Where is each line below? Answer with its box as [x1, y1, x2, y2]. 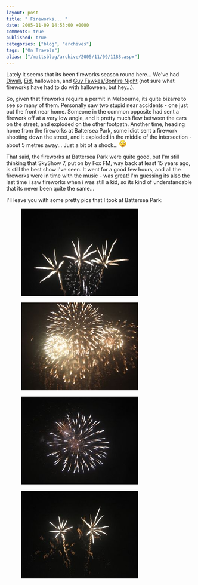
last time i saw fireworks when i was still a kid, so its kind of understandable [6, 178, 193, 185]
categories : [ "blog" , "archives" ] [6, 41, 92, 47]
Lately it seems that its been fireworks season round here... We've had [6, 71, 180, 78]
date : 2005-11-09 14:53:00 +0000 [6, 22, 89, 28]
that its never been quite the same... [6, 185, 95, 192]
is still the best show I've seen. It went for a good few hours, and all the [6, 166, 181, 173]
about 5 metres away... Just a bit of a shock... [6, 141, 118, 149]
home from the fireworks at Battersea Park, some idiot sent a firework [6, 127, 178, 134]
